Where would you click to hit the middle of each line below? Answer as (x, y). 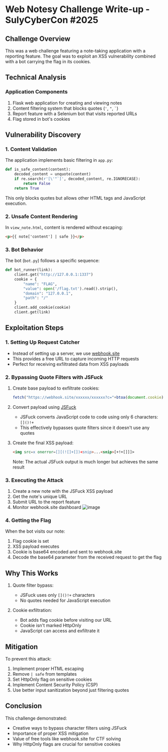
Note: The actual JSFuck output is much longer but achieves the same (85, 461)
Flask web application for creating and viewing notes (67, 103)
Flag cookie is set (31, 541)
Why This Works (32, 573)
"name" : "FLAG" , (40, 284)
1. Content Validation (31, 149)
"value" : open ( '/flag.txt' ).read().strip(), (71, 289)
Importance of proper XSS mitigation (51, 733)
